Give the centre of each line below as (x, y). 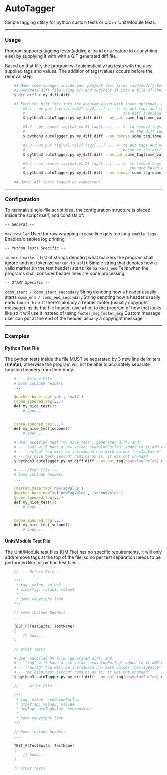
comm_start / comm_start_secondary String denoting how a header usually (81, 292)
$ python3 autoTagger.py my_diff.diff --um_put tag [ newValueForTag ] (86, 677)
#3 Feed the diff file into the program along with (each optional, (86, 104)
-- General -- (20, 225)
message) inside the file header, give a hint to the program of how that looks (83, 308)
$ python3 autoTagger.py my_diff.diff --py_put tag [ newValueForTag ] (86, 461)
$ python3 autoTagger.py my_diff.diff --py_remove (77, 136)
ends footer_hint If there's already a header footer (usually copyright (77, 303)
